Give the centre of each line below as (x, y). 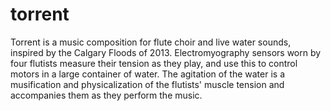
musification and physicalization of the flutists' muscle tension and (147, 84)
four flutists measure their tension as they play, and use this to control (154, 63)
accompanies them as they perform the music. (106, 95)
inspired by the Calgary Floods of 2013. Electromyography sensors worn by (166, 52)
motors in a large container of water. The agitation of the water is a (147, 74)
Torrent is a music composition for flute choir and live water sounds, (151, 42)
